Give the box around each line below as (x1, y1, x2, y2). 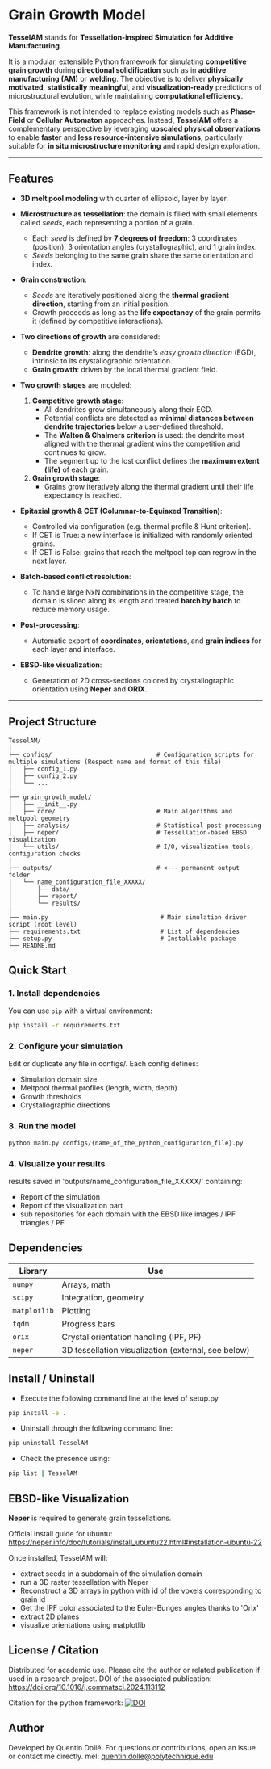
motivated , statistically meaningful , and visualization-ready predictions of (8, 82, 262, 92)
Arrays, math (61, 1279, 110, 1290)
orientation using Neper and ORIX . (31, 684, 148, 694)
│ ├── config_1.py (8, 765, 78, 773)
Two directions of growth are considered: (19, 331, 161, 341)
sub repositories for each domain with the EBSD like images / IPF (19, 1209, 236, 1219)
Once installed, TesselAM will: (8, 1553, 108, 1562)
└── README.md (8, 941, 56, 950)
